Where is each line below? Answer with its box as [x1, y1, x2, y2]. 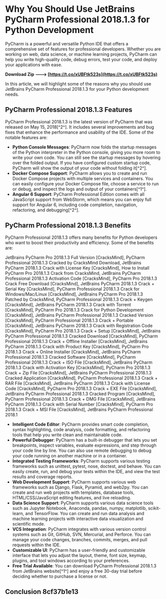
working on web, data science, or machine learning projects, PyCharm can [5, 51, 157, 57]
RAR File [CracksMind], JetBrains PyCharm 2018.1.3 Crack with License [5, 380, 151, 386]
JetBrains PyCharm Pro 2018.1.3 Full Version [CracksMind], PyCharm [5, 254, 145, 260]
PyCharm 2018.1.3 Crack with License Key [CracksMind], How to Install [5, 265, 150, 271]
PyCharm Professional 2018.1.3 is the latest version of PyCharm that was [5, 118, 153, 124]
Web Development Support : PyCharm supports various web [12, 479, 136, 485]
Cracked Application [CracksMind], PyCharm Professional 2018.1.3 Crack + [5, 375, 158, 381]
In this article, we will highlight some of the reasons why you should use [5, 80, 152, 87]
